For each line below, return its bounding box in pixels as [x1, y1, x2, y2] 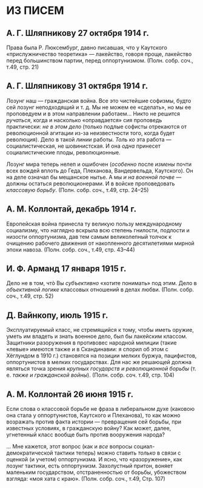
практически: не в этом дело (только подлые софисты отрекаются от [6, 123, 187, 130]
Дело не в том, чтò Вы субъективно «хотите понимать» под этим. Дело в [6, 280, 197, 287]
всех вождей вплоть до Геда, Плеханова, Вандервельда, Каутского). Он [6, 167, 193, 174]
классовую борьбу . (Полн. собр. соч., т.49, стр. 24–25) [6, 186, 149, 193]
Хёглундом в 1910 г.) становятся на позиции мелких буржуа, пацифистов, [6, 352, 197, 359]
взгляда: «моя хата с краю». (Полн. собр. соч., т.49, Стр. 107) [6, 475, 165, 483]
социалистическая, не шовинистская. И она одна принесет [6, 142, 161, 149]
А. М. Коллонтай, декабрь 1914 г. [6, 204, 137, 215]
